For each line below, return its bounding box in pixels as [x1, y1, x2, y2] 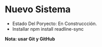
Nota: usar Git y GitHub [5, 36, 55, 42]
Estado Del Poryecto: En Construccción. [12, 20, 97, 27]
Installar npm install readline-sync [12, 26, 84, 32]
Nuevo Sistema [5, 4, 71, 15]
